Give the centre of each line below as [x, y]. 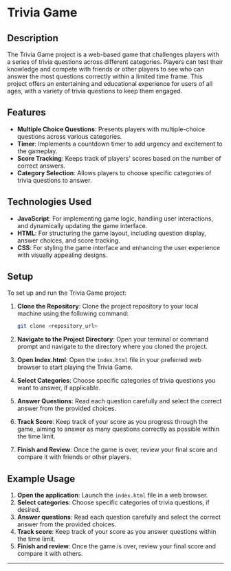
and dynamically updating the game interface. [82, 225]
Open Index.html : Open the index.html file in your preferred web [109, 360]
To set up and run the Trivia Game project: [67, 293]
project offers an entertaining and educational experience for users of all [110, 83]
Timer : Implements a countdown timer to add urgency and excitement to [120, 144]
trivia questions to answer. [54, 180]
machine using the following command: [73, 313]
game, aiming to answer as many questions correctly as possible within [118, 429]
